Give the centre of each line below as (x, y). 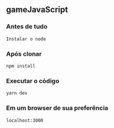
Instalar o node (26, 39)
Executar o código (33, 81)
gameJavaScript (37, 10)
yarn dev (17, 93)
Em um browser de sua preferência (57, 108)
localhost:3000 (25, 120)
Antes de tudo (27, 27)
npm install (21, 66)
